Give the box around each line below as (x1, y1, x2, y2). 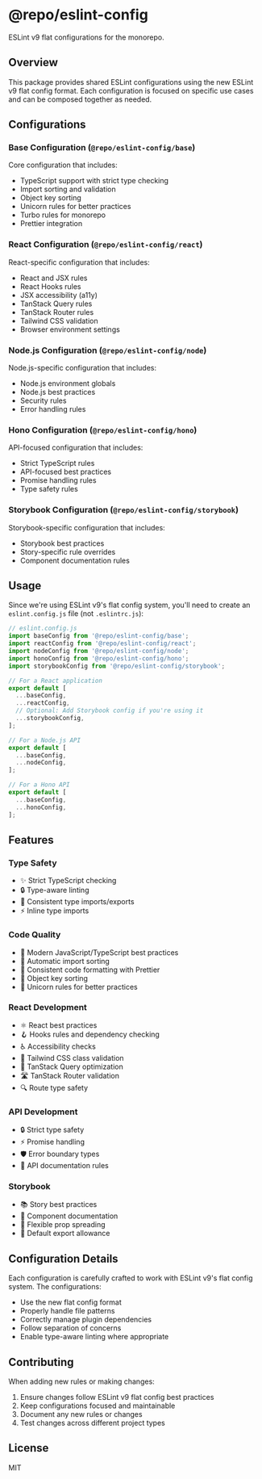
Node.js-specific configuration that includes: (8, 363, 157, 373)
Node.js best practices (19, 388, 96, 397)
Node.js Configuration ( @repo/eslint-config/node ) (8, 345, 207, 356)
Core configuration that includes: (8, 160, 119, 170)
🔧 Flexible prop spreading (19, 1220, 106, 1230)
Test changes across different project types (19, 1418, 165, 1428)
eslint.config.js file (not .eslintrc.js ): (8, 609, 143, 618)
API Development (8, 1106, 78, 1117)
